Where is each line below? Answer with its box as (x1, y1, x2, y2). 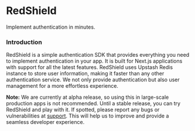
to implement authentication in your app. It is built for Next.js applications (6, 57, 183, 65)
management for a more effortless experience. (6, 82, 119, 89)
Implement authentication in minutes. (6, 23, 95, 30)
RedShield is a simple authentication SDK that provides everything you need (6, 51, 190, 58)
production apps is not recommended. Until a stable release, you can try (6, 100, 180, 107)
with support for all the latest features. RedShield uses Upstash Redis (6, 64, 173, 71)
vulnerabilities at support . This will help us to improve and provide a (6, 112, 169, 119)
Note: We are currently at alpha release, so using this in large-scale (6, 94, 169, 101)
